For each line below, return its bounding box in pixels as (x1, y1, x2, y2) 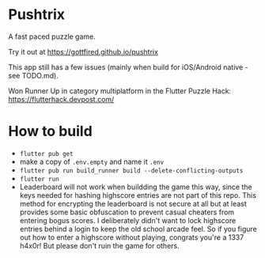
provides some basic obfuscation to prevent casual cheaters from (19, 207, 235, 217)
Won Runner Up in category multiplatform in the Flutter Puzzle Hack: (8, 85, 232, 96)
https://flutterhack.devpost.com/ (8, 94, 115, 104)
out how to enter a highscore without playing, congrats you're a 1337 (19, 232, 244, 242)
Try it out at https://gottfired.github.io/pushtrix (8, 47, 158, 56)
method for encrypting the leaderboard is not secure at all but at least (19, 199, 247, 208)
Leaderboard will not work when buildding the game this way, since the (19, 182, 252, 192)
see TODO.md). (8, 70, 59, 80)
